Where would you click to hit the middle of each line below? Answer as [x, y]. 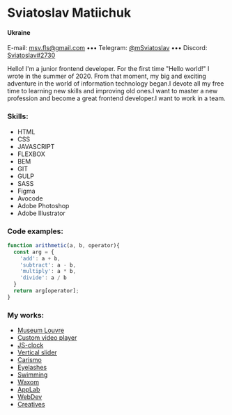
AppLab [29, 390]
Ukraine [19, 32]
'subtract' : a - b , [48, 265]
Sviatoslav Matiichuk [69, 13]
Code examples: [36, 231]
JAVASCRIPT [36, 146]
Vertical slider [37, 352]
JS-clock [30, 345]
